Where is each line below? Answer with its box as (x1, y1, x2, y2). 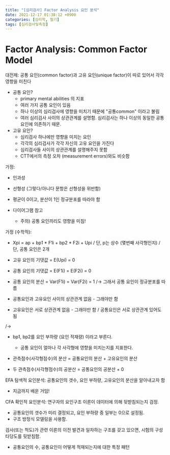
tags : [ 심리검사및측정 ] (5, 21, 48, 27)
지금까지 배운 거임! (12, 388, 50, 394)
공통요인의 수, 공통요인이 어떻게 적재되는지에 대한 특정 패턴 (12, 444, 130, 450)
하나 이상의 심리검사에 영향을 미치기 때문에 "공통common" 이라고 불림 (20, 108, 160, 115)
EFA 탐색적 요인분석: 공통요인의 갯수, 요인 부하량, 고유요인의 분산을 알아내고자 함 (5, 377, 165, 383)
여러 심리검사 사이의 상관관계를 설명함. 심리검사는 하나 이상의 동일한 (20, 115, 155, 121)
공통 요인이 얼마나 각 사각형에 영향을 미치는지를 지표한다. (20, 345, 133, 351)
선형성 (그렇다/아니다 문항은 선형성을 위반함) (12, 186, 101, 192)
